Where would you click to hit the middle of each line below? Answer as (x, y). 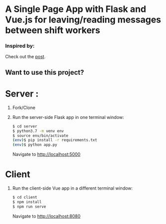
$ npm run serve (29, 207)
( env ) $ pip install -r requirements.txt (55, 140)
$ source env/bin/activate (40, 135)
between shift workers (53, 30)
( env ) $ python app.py (35, 145)
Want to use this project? (45, 72)
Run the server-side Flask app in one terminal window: (68, 117)
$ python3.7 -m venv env (38, 131)
